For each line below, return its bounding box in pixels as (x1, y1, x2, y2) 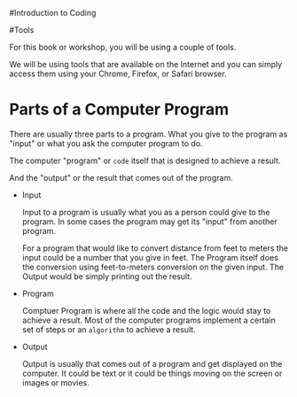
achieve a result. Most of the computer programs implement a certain (21, 315, 277, 325)
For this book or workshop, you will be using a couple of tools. (9, 42, 237, 52)
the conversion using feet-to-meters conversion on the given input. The (21, 261, 285, 272)
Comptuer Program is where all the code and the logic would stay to (21, 305, 271, 315)
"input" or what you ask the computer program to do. (9, 137, 203, 149)
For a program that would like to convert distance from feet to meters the (21, 243, 289, 253)
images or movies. (21, 377, 90, 388)
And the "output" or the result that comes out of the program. (9, 172, 233, 183)
